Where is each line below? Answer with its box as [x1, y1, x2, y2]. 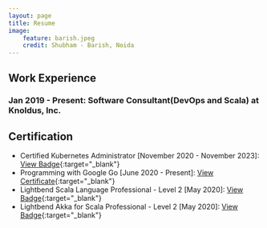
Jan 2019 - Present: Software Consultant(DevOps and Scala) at [8, 95, 259, 106]
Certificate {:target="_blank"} [19, 177, 115, 186]
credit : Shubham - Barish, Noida [22, 42, 135, 50]
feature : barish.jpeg [22, 34, 95, 42]
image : [8, 26, 30, 34]
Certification [8, 130, 74, 143]
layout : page [8, 11, 52, 20]
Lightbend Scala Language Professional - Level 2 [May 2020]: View [19, 185, 244, 194]
